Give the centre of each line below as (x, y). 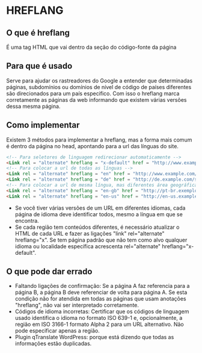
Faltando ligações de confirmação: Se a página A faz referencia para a (102, 286)
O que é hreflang (38, 33)
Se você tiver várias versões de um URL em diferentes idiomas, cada (100, 208)
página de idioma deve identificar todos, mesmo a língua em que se (99, 214)
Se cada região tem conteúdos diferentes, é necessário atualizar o (97, 227)
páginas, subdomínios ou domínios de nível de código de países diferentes (99, 87)
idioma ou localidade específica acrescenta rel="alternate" (88, 246)
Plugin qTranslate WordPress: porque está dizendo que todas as (94, 337)
